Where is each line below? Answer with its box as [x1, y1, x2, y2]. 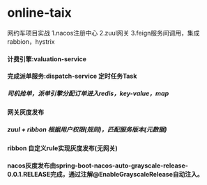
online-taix [7, 5, 72, 21]
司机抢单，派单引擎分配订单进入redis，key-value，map [7, 89, 169, 97]
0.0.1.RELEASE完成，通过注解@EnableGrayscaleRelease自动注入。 [7, 170, 204, 178]
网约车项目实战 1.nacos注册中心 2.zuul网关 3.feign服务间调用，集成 [7, 29, 200, 37]
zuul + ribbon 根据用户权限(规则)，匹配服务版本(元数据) [7, 125, 167, 134]
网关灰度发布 [7, 108, 44, 116]
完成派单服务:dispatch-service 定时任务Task [7, 72, 137, 81]
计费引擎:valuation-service [7, 54, 87, 63]
